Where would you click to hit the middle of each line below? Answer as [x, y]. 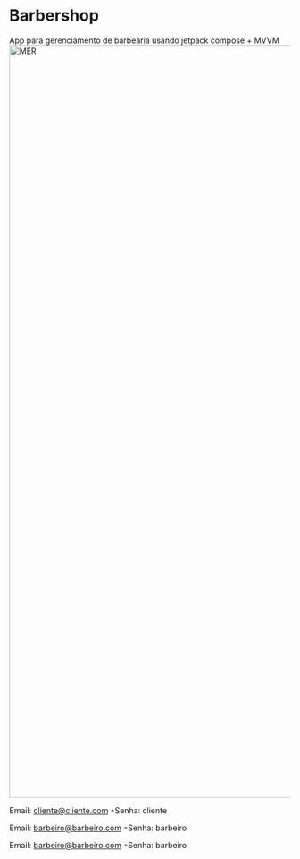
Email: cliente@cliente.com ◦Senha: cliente [88, 810]
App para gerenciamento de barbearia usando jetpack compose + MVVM [144, 40]
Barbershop [54, 16]
